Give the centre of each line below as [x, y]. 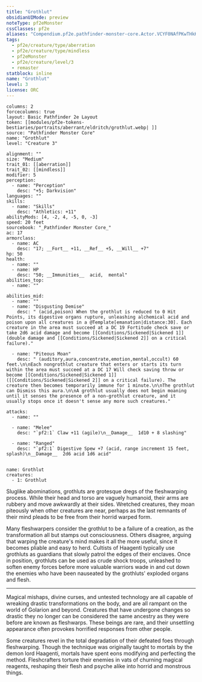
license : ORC [23, 90]
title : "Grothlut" [29, 12]
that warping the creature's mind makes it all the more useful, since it [92, 541]
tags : [13, 40]
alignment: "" [24, 154]
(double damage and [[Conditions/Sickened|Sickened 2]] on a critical [96, 338]
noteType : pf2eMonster [35, 23]
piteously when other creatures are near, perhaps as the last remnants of [96, 510]
